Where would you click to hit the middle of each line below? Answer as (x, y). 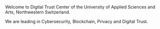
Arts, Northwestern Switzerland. (38, 12)
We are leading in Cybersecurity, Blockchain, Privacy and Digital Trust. (77, 22)
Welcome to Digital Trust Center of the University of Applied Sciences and (80, 7)
